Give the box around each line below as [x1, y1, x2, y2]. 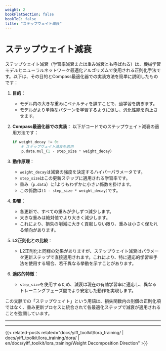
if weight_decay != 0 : [12, 139, 59, 145]
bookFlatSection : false [5, 12, 54, 17]
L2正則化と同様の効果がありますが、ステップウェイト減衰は [19, 248, 142, 254]
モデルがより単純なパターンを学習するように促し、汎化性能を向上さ [19, 107, 158, 113]
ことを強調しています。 [5, 310, 53, 316]
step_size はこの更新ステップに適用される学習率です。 [19, 175, 130, 181]
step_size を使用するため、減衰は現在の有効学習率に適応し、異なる [19, 281, 157, 287]
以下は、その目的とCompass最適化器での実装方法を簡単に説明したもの [13, 74, 158, 80]
